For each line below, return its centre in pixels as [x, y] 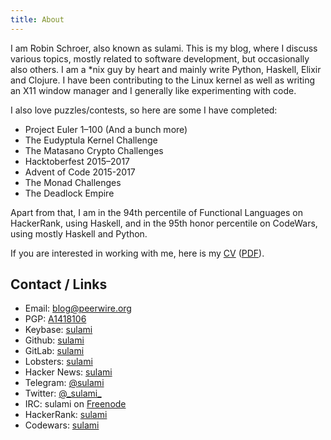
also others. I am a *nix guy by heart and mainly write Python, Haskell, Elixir [166, 69]
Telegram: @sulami [64, 383]
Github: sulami [54, 340]
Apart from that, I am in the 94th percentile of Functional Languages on [157, 212]
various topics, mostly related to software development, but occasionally [160, 58]
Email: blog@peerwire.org [78, 308]
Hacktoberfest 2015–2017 [77, 161]
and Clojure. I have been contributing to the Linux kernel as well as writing [163, 80]
